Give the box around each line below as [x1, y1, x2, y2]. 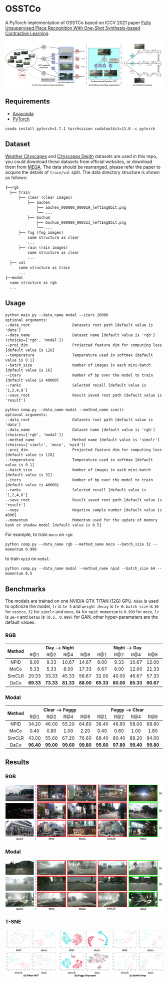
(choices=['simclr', [5, 443, 48, 448]
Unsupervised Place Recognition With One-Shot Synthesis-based [5, 25, 140, 31]
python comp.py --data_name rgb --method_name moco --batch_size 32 [5, 542, 151, 547]
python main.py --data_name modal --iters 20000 [5, 313, 108, 318]
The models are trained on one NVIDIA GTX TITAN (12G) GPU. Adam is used [5, 598, 159, 604]
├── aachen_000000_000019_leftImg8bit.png [36, 205, 126, 210]
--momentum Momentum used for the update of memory [5, 518, 157, 523]
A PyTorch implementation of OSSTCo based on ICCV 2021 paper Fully [5, 20, 151, 26]
